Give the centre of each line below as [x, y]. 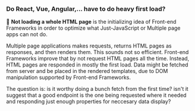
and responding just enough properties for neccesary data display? [89, 102]
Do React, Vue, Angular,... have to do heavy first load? [86, 9]
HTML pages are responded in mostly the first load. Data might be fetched [97, 65]
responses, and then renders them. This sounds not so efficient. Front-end [97, 52]
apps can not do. [27, 34]
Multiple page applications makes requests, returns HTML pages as [89, 46]
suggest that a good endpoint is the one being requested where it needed [96, 95]
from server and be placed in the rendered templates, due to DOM [87, 71]
